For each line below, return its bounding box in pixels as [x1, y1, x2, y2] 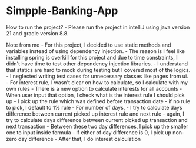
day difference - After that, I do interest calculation [18, 135, 141, 142]
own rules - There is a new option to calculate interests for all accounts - [6, 85, 182, 92]
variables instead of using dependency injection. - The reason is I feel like [6, 47, 185, 54]
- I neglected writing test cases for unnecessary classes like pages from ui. [6, 73, 188, 80]
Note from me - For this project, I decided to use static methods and [6, 41, 171, 48]
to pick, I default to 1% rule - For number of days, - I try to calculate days [6, 104, 182, 111]
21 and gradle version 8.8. [6, 29, 69, 37]
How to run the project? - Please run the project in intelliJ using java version [6, 24, 190, 31]
